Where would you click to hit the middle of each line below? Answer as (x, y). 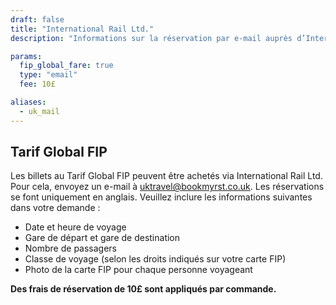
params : (26, 56)
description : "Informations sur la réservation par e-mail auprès (151, 38)
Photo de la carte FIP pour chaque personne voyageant (138, 270)
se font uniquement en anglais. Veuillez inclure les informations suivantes (161, 197)
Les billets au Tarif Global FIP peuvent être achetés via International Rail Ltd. (166, 176)
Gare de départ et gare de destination (102, 238)
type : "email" (48, 75)
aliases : (28, 102)
